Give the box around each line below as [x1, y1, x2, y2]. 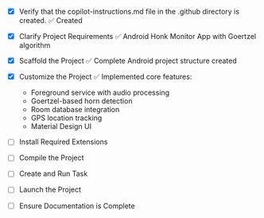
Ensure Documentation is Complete [18, 200, 136, 210]
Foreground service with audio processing [30, 88, 170, 98]
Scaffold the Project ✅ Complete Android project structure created [18, 56, 237, 66]
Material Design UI [30, 122, 92, 131]
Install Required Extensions [18, 137, 108, 146]
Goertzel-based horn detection [30, 96, 133, 106]
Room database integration [30, 105, 120, 115]
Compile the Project [18, 153, 84, 162]
